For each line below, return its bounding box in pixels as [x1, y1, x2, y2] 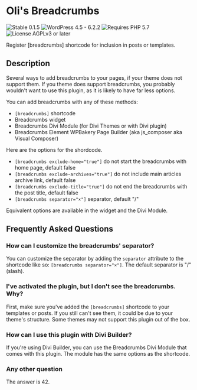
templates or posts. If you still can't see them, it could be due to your [6, 309, 173, 317]
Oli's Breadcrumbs [6, 4, 100, 18]
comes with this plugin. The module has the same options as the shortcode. [6, 350, 191, 357]
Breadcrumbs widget [14, 116, 66, 123]
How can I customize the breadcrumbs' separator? [6, 242, 155, 250]
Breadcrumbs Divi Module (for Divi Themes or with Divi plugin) [14, 122, 167, 129]
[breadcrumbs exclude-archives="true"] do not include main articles [14, 170, 182, 177]
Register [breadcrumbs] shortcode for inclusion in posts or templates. [6, 41, 176, 48]
